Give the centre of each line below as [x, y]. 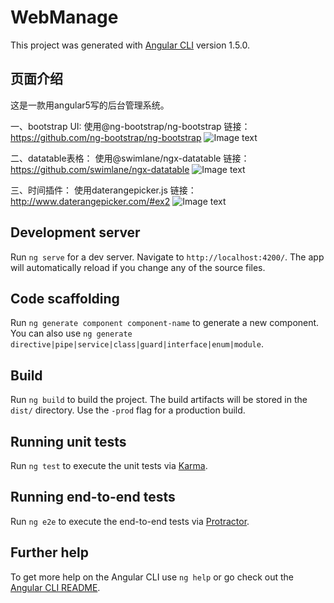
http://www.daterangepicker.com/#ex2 [90, 201]
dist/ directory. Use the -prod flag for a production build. [128, 410]
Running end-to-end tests [93, 497]
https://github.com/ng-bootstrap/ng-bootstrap [106, 137]
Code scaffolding [65, 298]
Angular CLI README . [55, 587]
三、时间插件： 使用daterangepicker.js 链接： [103, 190]
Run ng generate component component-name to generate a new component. [165, 323]
